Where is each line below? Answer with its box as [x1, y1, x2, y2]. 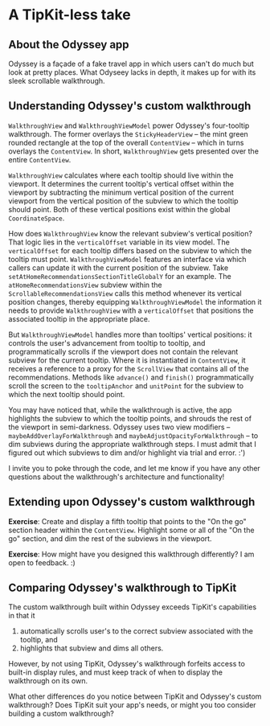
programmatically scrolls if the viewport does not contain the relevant [8, 347, 239, 356]
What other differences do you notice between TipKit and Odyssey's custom [8, 691, 262, 701]
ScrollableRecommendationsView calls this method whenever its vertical [8, 288, 243, 298]
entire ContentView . [8, 154, 72, 164]
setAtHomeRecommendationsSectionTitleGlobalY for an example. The [8, 271, 231, 281]
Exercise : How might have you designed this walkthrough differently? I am [8, 549, 255, 559]
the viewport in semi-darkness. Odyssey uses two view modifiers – [8, 422, 231, 432]
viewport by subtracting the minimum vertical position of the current [8, 187, 235, 197]
